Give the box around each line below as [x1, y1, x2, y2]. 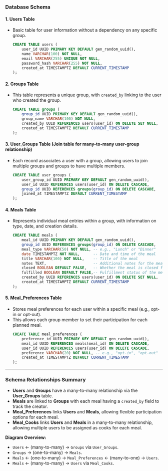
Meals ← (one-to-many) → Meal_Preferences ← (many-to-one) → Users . [12, 455, 159, 461]
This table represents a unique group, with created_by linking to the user [12, 92, 161, 98]
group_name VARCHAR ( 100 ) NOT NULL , [21, 116, 96, 121]
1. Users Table [5, 16, 35, 22]
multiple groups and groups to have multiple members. [12, 163, 125, 169]
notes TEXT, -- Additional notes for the [21, 261, 154, 266]
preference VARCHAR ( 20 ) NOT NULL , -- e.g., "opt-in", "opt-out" [21, 350, 158, 355]
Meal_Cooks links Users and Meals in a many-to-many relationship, [12, 419, 153, 425]
